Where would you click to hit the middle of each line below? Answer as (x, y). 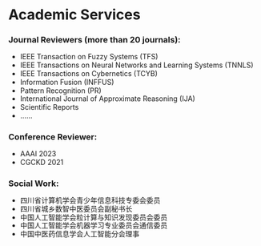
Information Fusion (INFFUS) (67, 82)
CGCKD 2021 (42, 162)
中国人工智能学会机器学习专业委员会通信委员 (94, 225)
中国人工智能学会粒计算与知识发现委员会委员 (94, 217)
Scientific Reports (49, 107)
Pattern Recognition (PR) (60, 91)
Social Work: (34, 183)
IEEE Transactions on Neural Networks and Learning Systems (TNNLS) (137, 65)
